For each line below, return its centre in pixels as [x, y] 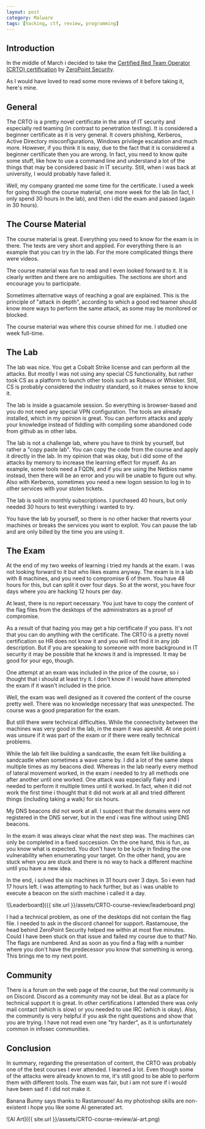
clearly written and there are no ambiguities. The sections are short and [96, 277]
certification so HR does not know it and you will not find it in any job [93, 641]
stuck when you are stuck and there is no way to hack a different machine [99, 862]
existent [16, 1108]
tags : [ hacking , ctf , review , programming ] [63, 23]
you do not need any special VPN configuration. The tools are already [94, 411]
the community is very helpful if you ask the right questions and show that [100, 1016]
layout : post [23, 12]
